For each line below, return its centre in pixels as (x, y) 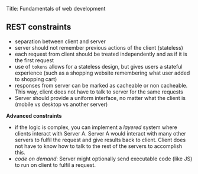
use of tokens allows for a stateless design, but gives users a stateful (98, 66)
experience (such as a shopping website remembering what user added (102, 73)
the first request (34, 60)
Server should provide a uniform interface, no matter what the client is (100, 98)
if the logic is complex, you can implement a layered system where (96, 127)
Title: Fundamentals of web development (56, 9)
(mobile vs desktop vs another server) (61, 104)
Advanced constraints (34, 115)
